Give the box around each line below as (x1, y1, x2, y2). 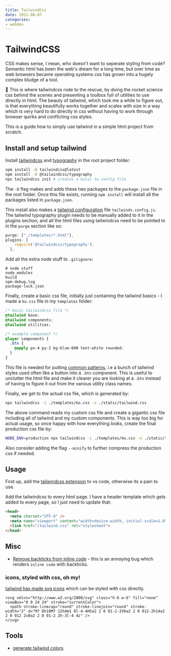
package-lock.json (5, 284, 44, 289)
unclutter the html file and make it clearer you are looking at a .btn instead (5, 375, 161, 381)
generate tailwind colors (12, 645, 64, 651)
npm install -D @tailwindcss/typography (5, 172, 93, 177)
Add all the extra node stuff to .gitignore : (5, 256, 93, 263)
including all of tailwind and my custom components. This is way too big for (5, 415, 164, 421)
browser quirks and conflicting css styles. (5, 114, 93, 120)
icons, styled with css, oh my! (5, 574, 80, 581)
